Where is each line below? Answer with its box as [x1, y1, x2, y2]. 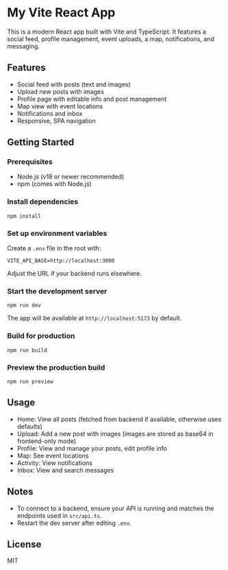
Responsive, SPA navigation [16, 117, 96, 125]
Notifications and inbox [16, 109, 83, 117]
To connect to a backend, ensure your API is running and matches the [16, 504, 214, 512]
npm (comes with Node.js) [16, 180, 92, 188]
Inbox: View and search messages [16, 466, 114, 474]
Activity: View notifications [16, 458, 92, 467]
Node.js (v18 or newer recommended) [16, 173, 125, 181]
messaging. [7, 42, 40, 50]
